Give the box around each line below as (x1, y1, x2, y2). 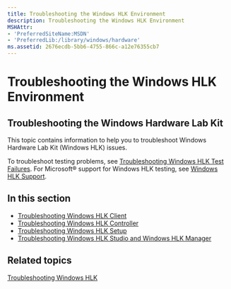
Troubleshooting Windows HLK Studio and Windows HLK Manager (17, 234, 212, 242)
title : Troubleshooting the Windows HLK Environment (7, 10, 166, 18)
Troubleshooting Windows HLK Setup (17, 226, 127, 234)
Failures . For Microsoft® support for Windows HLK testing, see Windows (7, 164, 218, 173)
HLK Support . (7, 172, 47, 181)
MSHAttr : (7, 23, 33, 30)
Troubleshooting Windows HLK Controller (17, 219, 139, 227)
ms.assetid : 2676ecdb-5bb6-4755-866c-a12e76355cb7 (7, 43, 160, 50)
